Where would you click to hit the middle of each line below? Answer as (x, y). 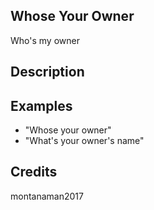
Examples (41, 105)
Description (47, 72)
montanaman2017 (47, 196)
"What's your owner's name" (84, 141)
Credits (34, 172)
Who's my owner (45, 40)
